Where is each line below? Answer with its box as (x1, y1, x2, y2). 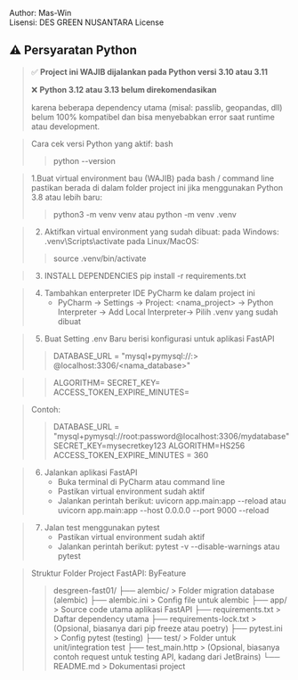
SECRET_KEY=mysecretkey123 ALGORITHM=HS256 (52, 440, 246, 451)
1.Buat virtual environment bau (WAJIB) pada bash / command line (30, 173, 274, 184)
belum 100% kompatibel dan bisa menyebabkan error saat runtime (30, 111, 276, 122)
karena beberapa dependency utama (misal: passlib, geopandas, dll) (30, 102, 283, 112)
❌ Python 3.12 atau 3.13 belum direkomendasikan (30, 84, 217, 94)
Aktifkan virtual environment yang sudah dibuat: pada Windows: (44, 226, 280, 237)
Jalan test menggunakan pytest (44, 521, 160, 533)
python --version (52, 155, 116, 166)
